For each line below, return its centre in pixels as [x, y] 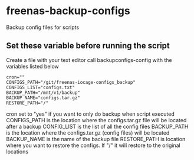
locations [17, 151]
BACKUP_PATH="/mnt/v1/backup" [43, 93]
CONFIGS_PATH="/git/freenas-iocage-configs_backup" [71, 82]
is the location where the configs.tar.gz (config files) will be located [88, 133]
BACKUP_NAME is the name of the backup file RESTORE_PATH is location [96, 139]
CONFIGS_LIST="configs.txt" [41, 87]
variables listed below [32, 66]
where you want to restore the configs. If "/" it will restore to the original [93, 145]
